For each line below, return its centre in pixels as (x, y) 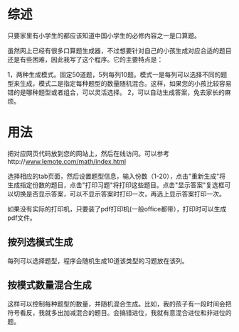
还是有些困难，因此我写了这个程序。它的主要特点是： (85, 59)
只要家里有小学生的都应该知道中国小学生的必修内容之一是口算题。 (104, 35)
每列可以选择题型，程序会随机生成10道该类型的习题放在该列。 (98, 260)
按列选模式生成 (40, 242)
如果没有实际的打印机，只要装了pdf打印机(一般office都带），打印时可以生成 (117, 209)
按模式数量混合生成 (49, 286)
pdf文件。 (22, 218)
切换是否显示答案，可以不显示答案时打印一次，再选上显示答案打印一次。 (119, 194)
